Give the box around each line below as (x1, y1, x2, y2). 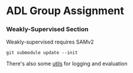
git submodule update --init (6, 50, 78, 56)
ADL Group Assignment (6, 4, 124, 18)
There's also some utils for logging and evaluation (6, 60, 128, 67)
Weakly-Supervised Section (6, 25, 89, 34)
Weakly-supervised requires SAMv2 (6, 38, 95, 45)
